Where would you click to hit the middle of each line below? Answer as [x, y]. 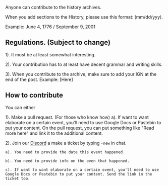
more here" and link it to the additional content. [54, 133]
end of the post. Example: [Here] [39, 79]
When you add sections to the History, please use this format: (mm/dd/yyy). [84, 17]
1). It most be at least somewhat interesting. [50, 54]
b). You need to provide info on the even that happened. [67, 161]
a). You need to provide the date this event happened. [65, 152]
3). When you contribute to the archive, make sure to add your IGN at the [81, 74]
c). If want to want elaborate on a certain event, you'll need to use [82, 170]
